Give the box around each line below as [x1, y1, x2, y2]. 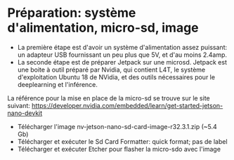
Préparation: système [7, 5, 136, 21]
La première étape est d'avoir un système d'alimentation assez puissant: [17, 43, 227, 51]
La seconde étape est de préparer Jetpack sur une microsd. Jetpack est [17, 58, 227, 66]
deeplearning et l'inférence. [17, 80, 98, 88]
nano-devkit [7, 109, 43, 117]
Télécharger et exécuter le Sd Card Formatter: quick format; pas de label [17, 137, 228, 145]
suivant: [7, 101, 30, 109]
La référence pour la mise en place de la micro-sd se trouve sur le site [7, 93, 211, 102]
